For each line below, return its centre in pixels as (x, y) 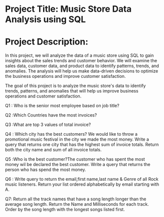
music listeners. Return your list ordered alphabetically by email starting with (82, 184)
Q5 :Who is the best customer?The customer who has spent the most (75, 159)
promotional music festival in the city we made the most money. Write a (77, 139)
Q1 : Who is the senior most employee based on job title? (62, 106)
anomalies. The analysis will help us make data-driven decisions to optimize (82, 71)
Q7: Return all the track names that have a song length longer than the (76, 199)
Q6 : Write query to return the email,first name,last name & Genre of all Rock (82, 179)
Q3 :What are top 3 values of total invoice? (48, 125)
